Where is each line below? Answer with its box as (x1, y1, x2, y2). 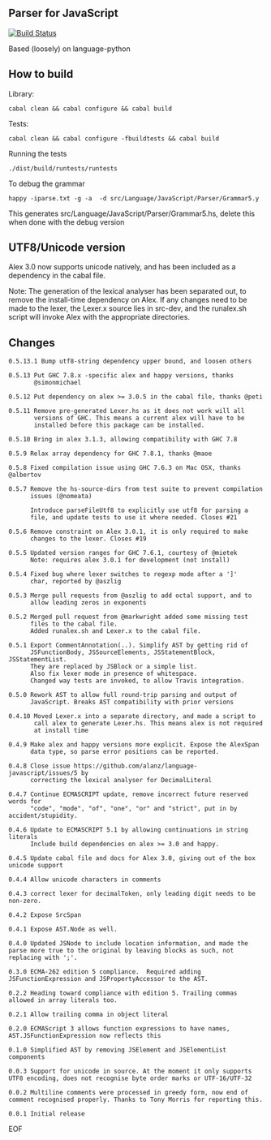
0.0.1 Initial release (8, 1110, 85, 1118)
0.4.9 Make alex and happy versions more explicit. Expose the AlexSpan (8, 741, 260, 749)
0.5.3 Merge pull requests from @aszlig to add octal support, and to (8, 592, 252, 600)
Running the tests (8, 148, 67, 158)
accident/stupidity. (8, 811, 79, 820)
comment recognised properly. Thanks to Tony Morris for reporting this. (8, 1095, 264, 1104)
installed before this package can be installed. (33, 421, 205, 429)
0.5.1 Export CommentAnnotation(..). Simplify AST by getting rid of (8, 641, 249, 650)
